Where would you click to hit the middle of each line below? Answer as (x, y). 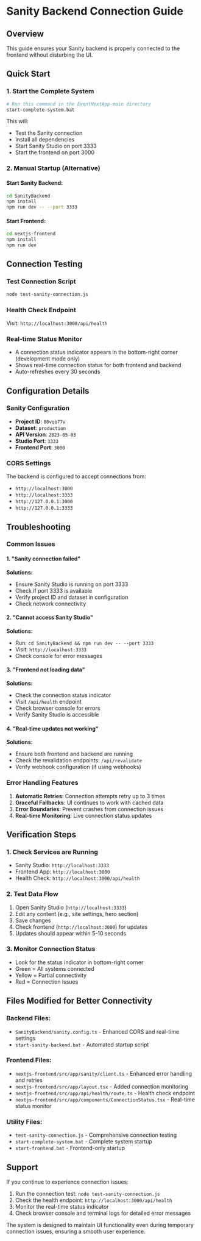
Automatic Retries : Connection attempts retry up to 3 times (90, 796)
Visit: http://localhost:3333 (51, 649)
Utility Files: (24, 1121)
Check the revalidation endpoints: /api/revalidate (79, 760)
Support (22, 1167)
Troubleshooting (39, 527)
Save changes (33, 920)
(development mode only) (48, 359)
